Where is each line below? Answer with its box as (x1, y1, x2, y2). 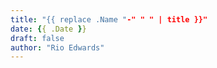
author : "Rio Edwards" (10, 42, 105, 53)
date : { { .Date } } (10, 24, 87, 34)
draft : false (10, 33, 65, 43)
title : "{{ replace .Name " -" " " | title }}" (10, 14, 208, 25)
